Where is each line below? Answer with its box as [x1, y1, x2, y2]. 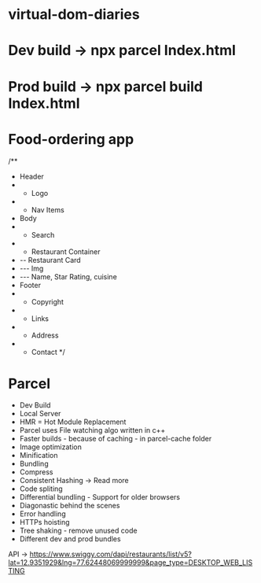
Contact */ [31, 347, 65, 356]
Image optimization [19, 442, 83, 452]
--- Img [19, 264, 44, 273]
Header [19, 172, 45, 181]
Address [31, 330, 59, 340]
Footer [19, 280, 42, 290]
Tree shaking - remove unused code [19, 526, 138, 536]
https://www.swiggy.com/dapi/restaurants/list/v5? [29, 549, 193, 559]
